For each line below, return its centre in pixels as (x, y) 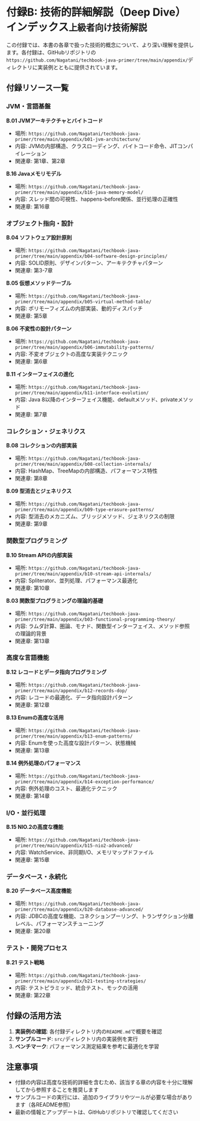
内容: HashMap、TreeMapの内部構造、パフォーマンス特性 (86, 471)
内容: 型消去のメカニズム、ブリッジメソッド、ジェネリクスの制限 (95, 517)
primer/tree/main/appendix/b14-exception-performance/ (84, 782)
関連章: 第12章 (32, 705)
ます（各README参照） (44, 1105)
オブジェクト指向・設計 (40, 223)
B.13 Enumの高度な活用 (35, 717)
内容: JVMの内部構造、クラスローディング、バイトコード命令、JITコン (101, 146)
